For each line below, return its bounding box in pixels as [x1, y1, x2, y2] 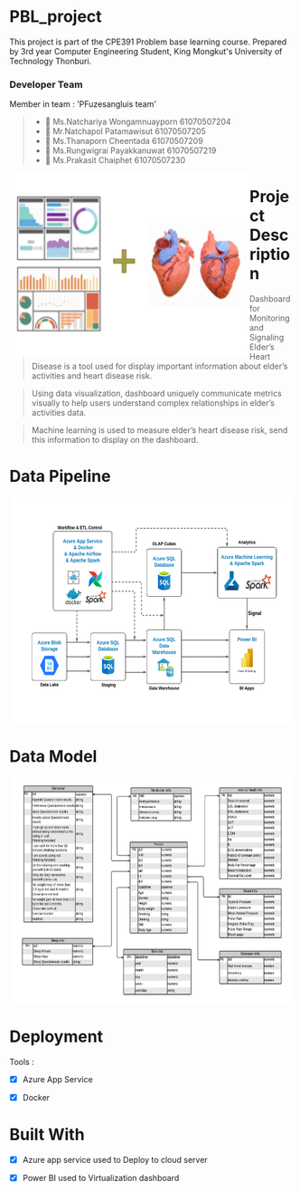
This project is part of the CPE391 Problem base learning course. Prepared [9, 36, 287, 47]
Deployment [9, 1026, 104, 1047]
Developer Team [9, 78, 83, 91]
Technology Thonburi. [9, 55, 92, 66]
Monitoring [249, 312, 291, 323]
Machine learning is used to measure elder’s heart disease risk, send [31, 425, 288, 436]
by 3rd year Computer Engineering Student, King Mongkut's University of [9, 45, 283, 56]
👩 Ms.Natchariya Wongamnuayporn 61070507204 [44, 116, 232, 128]
